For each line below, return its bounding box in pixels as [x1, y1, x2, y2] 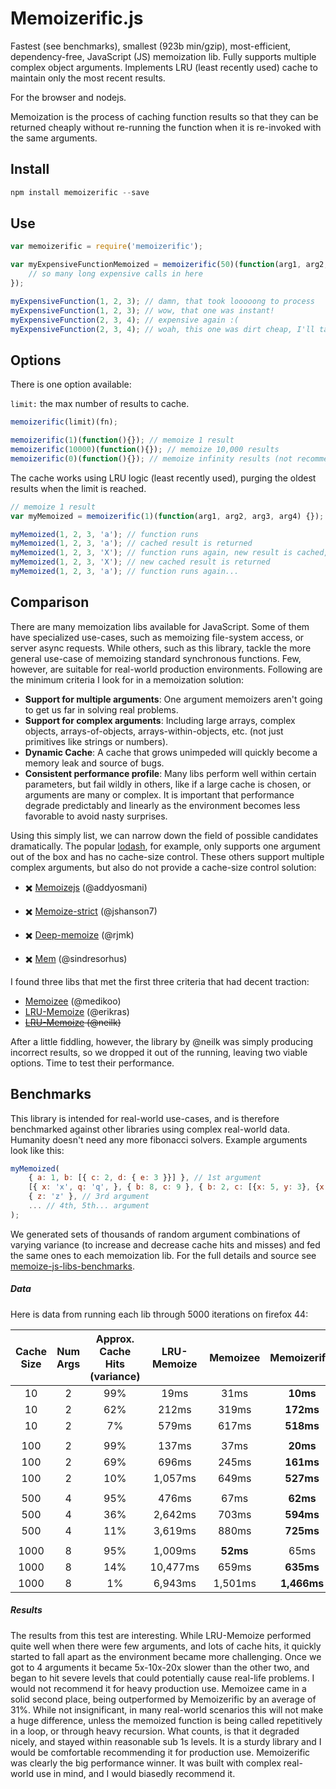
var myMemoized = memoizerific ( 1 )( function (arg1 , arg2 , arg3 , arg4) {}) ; [10, 511, 325, 521]
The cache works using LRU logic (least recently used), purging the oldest [10, 472, 317, 484]
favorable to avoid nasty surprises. [24, 810, 168, 822]
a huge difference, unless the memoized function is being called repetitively [10, 1714, 323, 1726]
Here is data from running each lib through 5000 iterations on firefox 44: [10, 1308, 309, 1320]
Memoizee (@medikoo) [24, 995, 122, 1007]
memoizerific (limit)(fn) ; [10, 417, 118, 427]
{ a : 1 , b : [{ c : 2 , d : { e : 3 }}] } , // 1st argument [28, 1173, 262, 1183]
